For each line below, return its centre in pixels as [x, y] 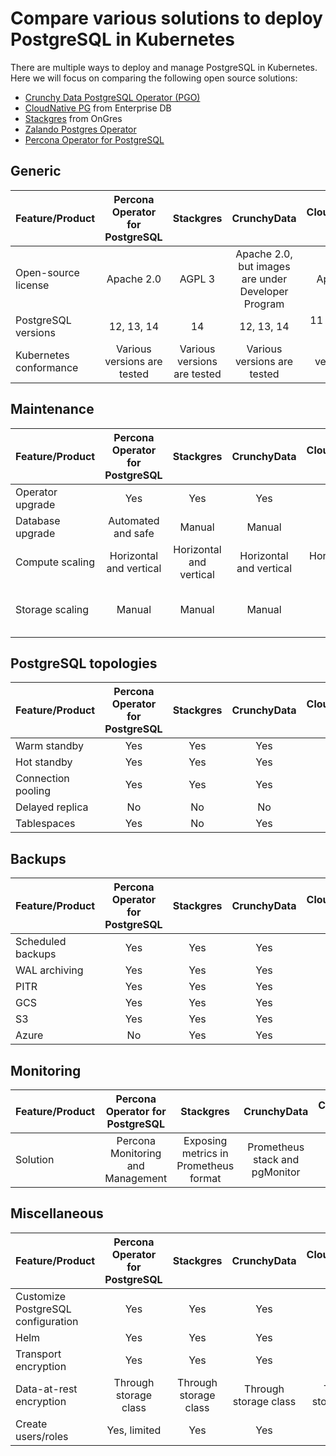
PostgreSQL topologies [84, 663]
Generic [36, 171]
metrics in [205, 1153]
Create [31, 1424]
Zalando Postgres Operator [80, 129]
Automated [134, 520]
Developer [264, 291]
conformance [47, 367]
